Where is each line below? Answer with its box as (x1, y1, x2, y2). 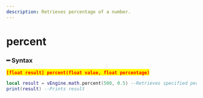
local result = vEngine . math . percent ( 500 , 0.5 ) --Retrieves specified (6, 81, 188, 87)
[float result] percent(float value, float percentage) (6, 70, 150, 76)
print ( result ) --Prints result (6, 85, 85, 92)
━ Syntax (6, 56, 33, 64)
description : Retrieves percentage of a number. (6, 8, 131, 15)
